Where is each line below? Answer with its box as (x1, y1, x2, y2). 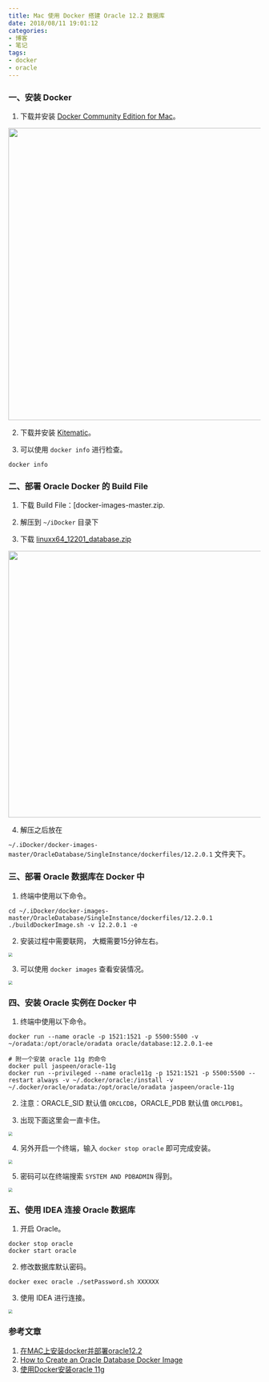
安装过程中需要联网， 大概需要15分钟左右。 (19, 936, 163, 946)
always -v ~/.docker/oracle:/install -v (37, 1076, 174, 1084)
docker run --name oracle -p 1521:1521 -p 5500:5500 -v (8, 1032, 199, 1041)
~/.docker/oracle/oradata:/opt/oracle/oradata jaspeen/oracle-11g (8, 1083, 235, 1091)
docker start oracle (8, 1247, 78, 1255)
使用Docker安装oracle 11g (19, 1364, 106, 1374)
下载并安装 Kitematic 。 (19, 428, 96, 437)
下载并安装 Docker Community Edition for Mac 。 (19, 111, 180, 121)
